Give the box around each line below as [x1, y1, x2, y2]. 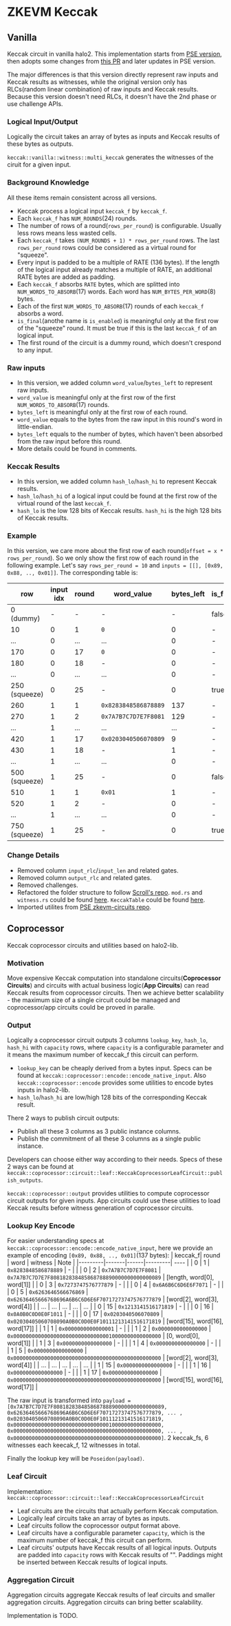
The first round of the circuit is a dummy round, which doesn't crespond [16, 338, 221, 346]
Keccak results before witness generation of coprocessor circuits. [7, 1204, 194, 1212]
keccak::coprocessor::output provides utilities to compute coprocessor [7, 1189, 210, 1198]
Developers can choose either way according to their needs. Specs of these [7, 1155, 223, 1164]
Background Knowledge [7, 178, 89, 187]
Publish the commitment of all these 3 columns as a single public [16, 1134, 201, 1143]
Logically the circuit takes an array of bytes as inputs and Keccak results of [7, 132, 220, 141]
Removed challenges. [16, 881, 78, 889]
